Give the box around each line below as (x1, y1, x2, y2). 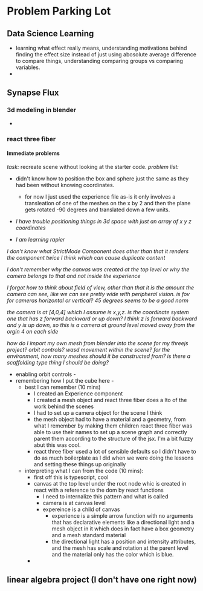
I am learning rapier (15, 236, 65, 243)
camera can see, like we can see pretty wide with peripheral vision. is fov (7, 290, 190, 297)
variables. (15, 64, 40, 71)
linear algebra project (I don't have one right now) (7, 575, 197, 585)
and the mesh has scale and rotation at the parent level (51, 544, 189, 552)
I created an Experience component (33, 389, 123, 397)
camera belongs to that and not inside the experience (7, 272, 141, 279)
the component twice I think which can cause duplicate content (7, 254, 166, 261)
